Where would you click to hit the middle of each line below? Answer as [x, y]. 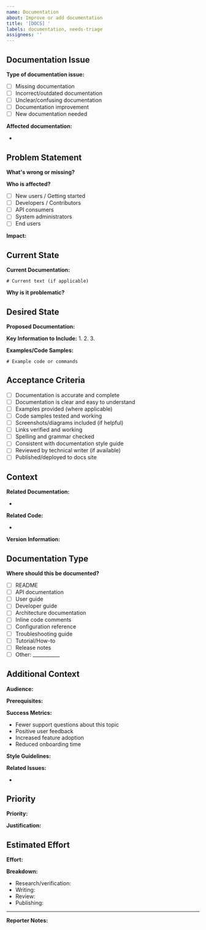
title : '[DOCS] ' [29, 23]
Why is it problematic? [36, 292]
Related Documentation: [38, 492]
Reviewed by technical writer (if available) [68, 451]
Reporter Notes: [27, 921]
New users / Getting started [50, 196]
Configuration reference [46, 627]
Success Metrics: [29, 712]
